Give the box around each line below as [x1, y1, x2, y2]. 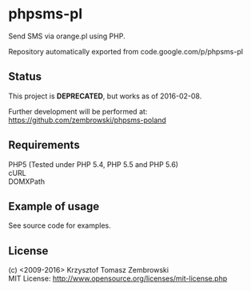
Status [8, 70, 42, 84]
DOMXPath [8, 177, 46, 186]
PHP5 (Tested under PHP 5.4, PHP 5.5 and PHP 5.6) [8, 159, 178, 169]
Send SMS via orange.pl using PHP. [8, 31, 125, 41]
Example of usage [8, 199, 100, 213]
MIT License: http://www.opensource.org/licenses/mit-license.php [8, 273, 228, 284]
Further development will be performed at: [8, 106, 148, 116]
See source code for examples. [8, 221, 112, 230]
